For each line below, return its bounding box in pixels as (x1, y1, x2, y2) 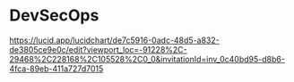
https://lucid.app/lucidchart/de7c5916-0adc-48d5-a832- (9, 35, 220, 45)
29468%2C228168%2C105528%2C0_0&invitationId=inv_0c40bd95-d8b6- (9, 53, 285, 64)
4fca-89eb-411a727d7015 (9, 63, 104, 74)
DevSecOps (9, 5, 99, 26)
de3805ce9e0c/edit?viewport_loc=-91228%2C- (9, 44, 187, 54)
